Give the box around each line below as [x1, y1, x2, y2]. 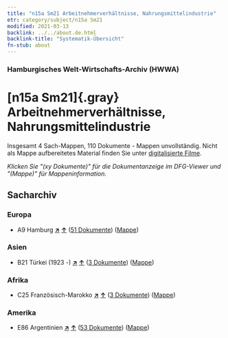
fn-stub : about [7, 42, 51, 49]
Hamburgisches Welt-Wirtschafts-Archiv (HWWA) [7, 64, 180, 74]
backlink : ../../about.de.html [7, 29, 97, 36]
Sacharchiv [7, 189, 57, 201]
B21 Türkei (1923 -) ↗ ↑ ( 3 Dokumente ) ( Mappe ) [16, 258, 155, 266]
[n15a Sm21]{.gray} [7, 90, 119, 106]
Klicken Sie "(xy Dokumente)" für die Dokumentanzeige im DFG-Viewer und [7, 162, 221, 170]
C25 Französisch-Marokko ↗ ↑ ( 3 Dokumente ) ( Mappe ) [16, 291, 176, 299]
